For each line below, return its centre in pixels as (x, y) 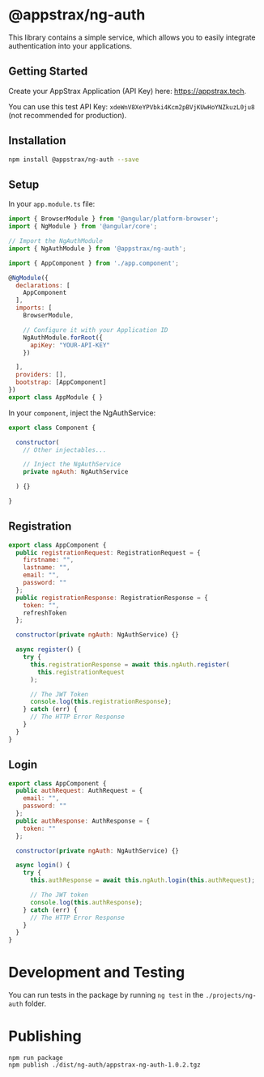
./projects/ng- (231, 996)
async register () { (49, 649)
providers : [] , (41, 375)
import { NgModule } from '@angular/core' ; (83, 227)
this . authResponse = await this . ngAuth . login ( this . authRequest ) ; (142, 880)
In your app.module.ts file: (52, 204)
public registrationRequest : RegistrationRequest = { (108, 552)
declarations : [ (43, 285)
